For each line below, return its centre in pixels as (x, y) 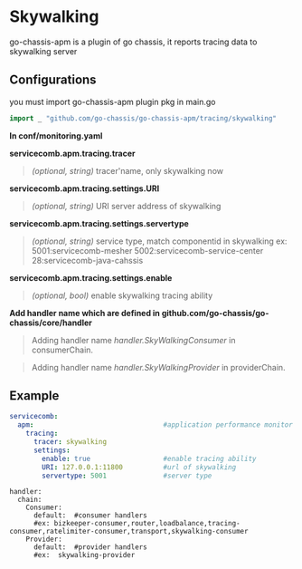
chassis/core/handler (51, 323)
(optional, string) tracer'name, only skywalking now (127, 170)
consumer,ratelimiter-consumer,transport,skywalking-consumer (129, 532)
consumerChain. (62, 350)
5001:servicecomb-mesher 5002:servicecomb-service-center (147, 250)
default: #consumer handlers (90, 516)
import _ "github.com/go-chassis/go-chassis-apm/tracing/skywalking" (143, 118)
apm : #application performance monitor (156, 425)
